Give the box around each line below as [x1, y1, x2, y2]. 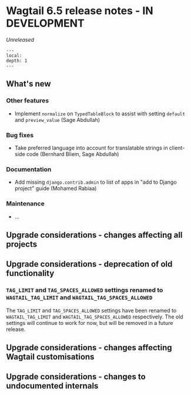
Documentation [6, 165, 52, 173]
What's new [6, 79, 51, 89]
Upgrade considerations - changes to [6, 372, 146, 382]
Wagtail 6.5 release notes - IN [6, 4, 154, 18]
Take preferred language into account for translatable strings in [14, 144, 168, 151]
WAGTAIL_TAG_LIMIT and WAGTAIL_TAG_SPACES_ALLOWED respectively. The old [6, 313, 183, 320]
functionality [6, 268, 55, 278]
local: [6, 52, 22, 58]
